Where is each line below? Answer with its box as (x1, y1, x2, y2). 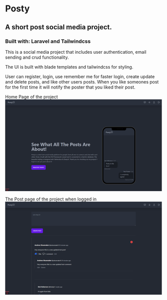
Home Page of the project (5, 94, 58, 100)
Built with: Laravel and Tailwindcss (5, 38, 91, 45)
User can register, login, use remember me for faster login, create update (5, 73, 155, 80)
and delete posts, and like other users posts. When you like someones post (5, 79, 159, 85)
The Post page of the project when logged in (5, 196, 97, 202)
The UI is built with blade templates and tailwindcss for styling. (5, 64, 133, 70)
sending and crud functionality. (5, 54, 69, 60)
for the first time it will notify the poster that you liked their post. (5, 84, 136, 90)
